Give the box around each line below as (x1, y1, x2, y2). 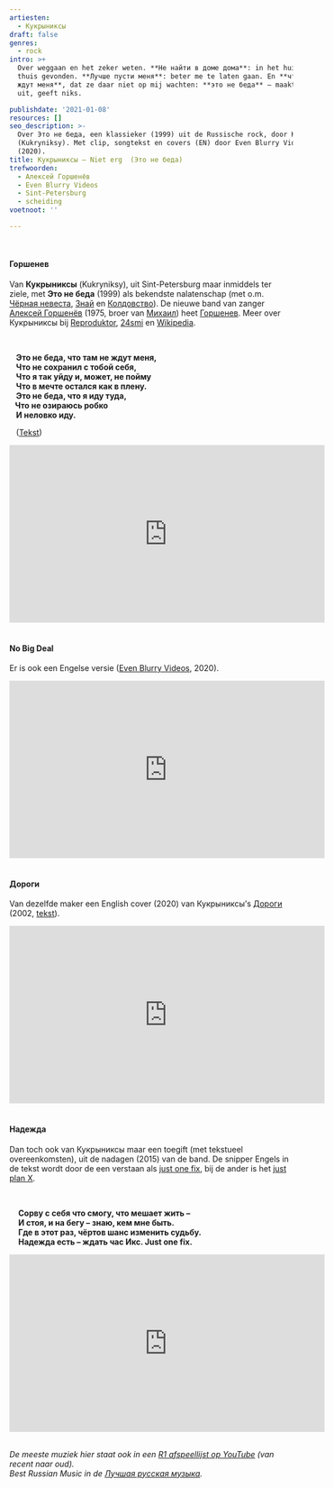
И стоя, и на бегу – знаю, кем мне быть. (17, 1217, 176, 1227)
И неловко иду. (15, 409, 77, 420)
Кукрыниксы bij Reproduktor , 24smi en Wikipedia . (9, 317, 196, 328)
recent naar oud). (9, 1458, 75, 1469)
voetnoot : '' (9, 206, 59, 215)
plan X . (9, 1172, 36, 1183)
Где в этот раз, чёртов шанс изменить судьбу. (17, 1226, 203, 1237)
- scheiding (17, 197, 63, 207)
